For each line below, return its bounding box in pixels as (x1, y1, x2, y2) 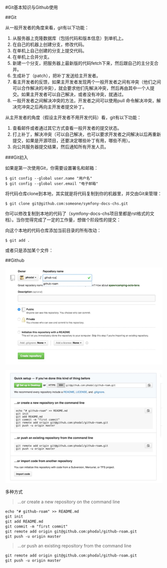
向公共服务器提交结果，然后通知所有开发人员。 (12, 144, 109, 150)
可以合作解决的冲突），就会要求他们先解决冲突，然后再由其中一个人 (12, 85, 151, 91)
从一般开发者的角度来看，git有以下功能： (5, 24, 89, 30)
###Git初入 (5, 154, 28, 160)
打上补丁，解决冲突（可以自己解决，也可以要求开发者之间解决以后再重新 (12, 131, 161, 137)
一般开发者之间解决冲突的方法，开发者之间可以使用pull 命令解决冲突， (12, 98, 157, 103)
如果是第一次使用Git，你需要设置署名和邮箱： (5, 165, 99, 171)
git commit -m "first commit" (5, 524, 68, 529)
